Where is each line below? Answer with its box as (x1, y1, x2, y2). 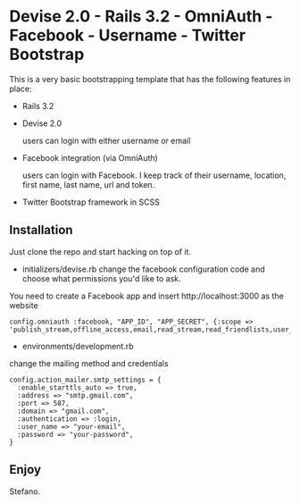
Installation (9, 223, 73, 238)
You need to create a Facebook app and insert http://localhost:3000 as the (9, 290, 284, 301)
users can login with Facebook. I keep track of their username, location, (21, 170, 287, 181)
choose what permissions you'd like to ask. (21, 273, 181, 283)
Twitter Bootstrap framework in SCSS (21, 197, 161, 207)
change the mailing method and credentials (9, 357, 169, 368)
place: (9, 83, 33, 94)
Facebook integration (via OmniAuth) (21, 152, 158, 163)
